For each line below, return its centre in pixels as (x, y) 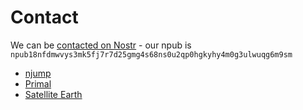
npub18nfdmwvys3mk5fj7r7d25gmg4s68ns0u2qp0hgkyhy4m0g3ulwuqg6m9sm (151, 54)
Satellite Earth (53, 94)
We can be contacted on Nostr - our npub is (101, 45)
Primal (38, 83)
